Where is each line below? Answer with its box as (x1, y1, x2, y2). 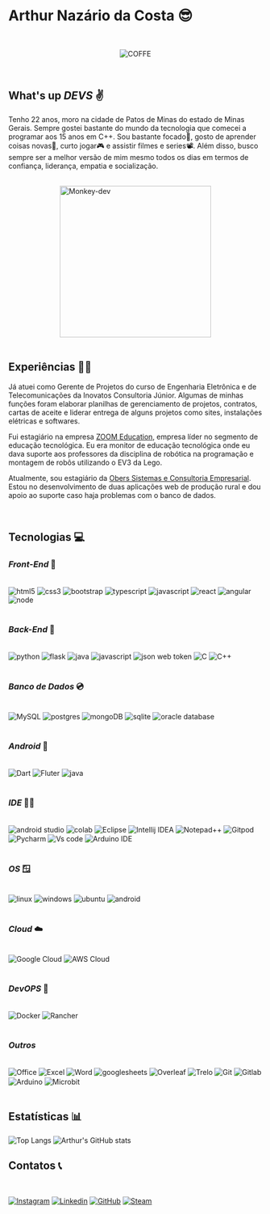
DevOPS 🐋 (8, 983, 49, 994)
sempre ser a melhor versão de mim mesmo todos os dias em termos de (8, 152, 249, 162)
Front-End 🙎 (8, 559, 56, 570)
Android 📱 (8, 740, 48, 752)
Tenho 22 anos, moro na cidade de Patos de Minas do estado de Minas (8, 114, 245, 124)
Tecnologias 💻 (8, 530, 85, 544)
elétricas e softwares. (8, 415, 81, 426)
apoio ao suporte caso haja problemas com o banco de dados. (8, 490, 216, 500)
